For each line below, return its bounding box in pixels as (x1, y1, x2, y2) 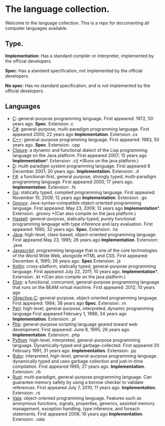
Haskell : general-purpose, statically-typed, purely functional (12, 215, 136, 221)
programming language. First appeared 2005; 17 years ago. (12, 179, 134, 185)
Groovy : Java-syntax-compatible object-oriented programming (12, 200, 141, 206)
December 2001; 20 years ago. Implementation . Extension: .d (12, 168, 139, 174)
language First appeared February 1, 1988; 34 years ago (12, 310, 127, 316)
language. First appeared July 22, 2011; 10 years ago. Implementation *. (12, 268, 159, 274)
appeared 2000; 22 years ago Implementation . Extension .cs (12, 131, 138, 137)
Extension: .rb (12, 368, 41, 374)
